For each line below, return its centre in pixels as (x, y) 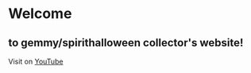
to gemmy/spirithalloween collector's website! (126, 43)
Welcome (40, 14)
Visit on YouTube (36, 61)
